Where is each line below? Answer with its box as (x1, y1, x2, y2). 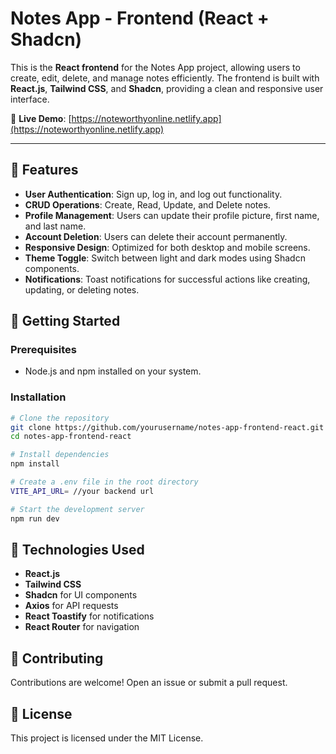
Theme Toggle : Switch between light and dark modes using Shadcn (24, 252, 306, 264)
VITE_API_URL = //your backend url (10, 486, 155, 496)
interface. (10, 93, 50, 105)
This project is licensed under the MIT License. (10, 732, 204, 744)
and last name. (24, 220, 87, 232)
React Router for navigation (24, 621, 140, 633)
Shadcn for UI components (24, 589, 138, 601)
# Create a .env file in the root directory (10, 477, 199, 487)
